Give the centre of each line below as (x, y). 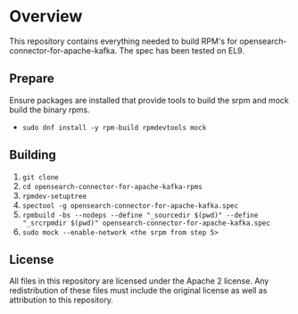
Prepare (32, 79)
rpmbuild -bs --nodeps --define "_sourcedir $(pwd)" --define (140, 215)
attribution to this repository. (62, 300)
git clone (41, 177)
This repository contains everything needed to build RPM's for (124, 41)
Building (33, 155)
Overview (46, 17)
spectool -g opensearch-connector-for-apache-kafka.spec (130, 206)
